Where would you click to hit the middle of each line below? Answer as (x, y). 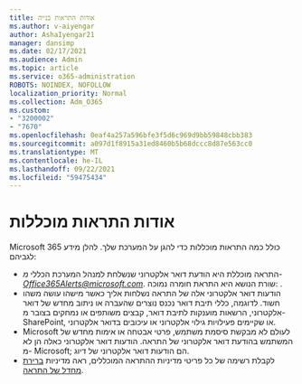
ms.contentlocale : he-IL (56, 160)
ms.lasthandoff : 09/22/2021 (62, 169)
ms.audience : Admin (46, 60)
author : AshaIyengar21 (52, 34)
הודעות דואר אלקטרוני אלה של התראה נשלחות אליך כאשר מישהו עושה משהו (152, 294)
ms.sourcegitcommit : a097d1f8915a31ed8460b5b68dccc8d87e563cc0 (131, 144)
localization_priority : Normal (68, 93)
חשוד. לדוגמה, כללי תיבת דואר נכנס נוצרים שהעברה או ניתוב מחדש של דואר (151, 303)
